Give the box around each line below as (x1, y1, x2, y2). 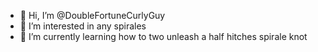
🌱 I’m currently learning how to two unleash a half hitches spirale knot (19, 31, 308, 42)
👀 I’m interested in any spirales (19, 20, 147, 32)
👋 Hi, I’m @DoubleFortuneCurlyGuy (19, 10, 166, 21)
